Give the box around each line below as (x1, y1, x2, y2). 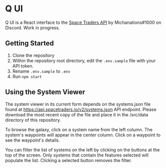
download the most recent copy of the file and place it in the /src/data (5, 111, 148, 117)
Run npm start (12, 73, 42, 80)
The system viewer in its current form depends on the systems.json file (5, 101, 151, 107)
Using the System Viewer (5, 88, 85, 96)
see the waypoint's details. (5, 137, 60, 143)
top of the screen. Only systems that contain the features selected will (5, 152, 149, 158)
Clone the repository (12, 52, 55, 58)
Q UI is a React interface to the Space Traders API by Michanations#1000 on (5, 19, 162, 25)
